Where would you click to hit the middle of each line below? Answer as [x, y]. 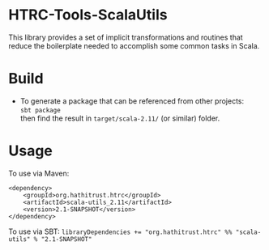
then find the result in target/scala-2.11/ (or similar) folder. [120, 118]
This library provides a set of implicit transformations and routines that [126, 37]
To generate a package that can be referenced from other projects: [132, 101]
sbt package [40, 110]
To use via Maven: [39, 173]
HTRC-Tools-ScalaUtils [88, 15]
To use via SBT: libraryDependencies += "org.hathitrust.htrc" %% [120, 231]
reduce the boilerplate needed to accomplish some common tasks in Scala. [134, 45]
